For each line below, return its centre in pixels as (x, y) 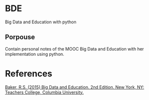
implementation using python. (35, 54)
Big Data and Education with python (41, 22)
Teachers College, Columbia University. (44, 92)
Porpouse (20, 37)
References (29, 74)
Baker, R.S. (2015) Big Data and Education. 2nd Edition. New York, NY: (74, 87)
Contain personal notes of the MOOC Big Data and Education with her (74, 49)
